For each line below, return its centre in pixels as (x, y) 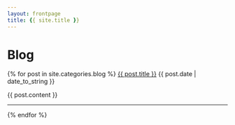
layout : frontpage (34, 14)
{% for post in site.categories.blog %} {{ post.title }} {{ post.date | (102, 74)
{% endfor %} (27, 115)
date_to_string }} (31, 82)
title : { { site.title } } (43, 20)
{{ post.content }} (33, 95)
